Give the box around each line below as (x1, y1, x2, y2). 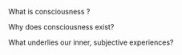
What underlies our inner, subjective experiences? (8, 37, 174, 47)
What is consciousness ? (8, 7, 91, 16)
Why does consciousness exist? (8, 22, 115, 31)
